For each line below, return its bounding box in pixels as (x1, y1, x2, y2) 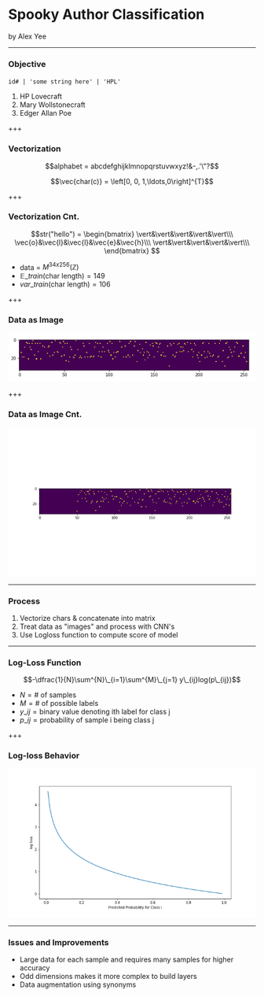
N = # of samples (19, 690, 77, 700)
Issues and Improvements (8, 936, 109, 947)
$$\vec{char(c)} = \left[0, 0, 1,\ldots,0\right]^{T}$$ (50, 176, 214, 186)
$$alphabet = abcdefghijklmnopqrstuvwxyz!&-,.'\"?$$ (45, 161, 219, 171)
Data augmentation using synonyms (19, 980, 137, 989)
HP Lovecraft (19, 92, 63, 102)
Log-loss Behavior (8, 750, 80, 761)
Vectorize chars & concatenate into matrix (19, 613, 156, 622)
